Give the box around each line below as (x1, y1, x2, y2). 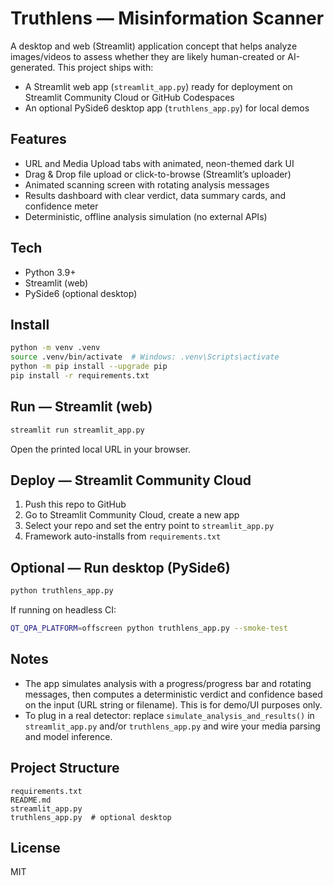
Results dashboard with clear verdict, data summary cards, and (24, 189, 287, 201)
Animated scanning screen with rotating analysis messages (24, 178, 270, 191)
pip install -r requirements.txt (10, 371, 150, 381)
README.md (10, 795, 52, 805)
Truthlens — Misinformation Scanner (10, 7, 325, 30)
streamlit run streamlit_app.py (10, 425, 145, 435)
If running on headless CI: (10, 604, 117, 616)
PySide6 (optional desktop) (24, 287, 138, 299)
